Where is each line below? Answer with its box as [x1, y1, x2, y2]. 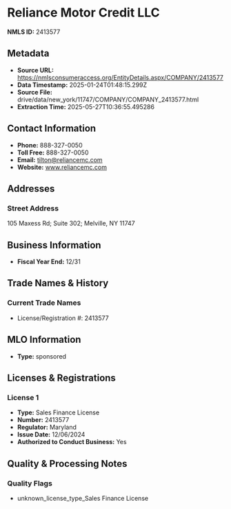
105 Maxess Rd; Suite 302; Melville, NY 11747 [7, 219, 136, 228]
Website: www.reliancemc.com [17, 163, 107, 171]
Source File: [17, 88, 53, 96]
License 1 [7, 392, 39, 402]
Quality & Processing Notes [7, 457, 128, 470]
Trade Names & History [7, 277, 109, 289]
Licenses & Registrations [7, 372, 116, 383]
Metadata [7, 48, 50, 59]
